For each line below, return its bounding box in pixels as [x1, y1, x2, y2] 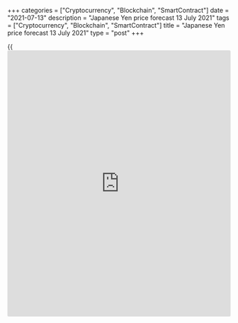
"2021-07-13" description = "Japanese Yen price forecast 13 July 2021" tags [7, 13, 230, 22]
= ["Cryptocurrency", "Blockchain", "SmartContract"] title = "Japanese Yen [7, 21, 225, 29]
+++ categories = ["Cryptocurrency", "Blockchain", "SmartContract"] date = [7, 6, 229, 14]
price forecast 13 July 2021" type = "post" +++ [7, 28, 144, 37]
